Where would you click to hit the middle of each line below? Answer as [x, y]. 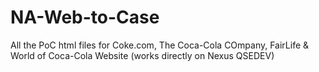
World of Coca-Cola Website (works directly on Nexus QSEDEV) [142, 55]
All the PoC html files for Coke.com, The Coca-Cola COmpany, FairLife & [160, 45]
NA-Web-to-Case [85, 17]
